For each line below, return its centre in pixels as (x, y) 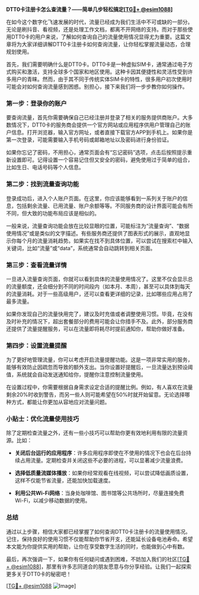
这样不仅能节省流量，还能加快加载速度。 (64, 480)
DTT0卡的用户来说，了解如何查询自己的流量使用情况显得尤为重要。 (93, 37)
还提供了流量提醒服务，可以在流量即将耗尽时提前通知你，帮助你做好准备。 (97, 329)
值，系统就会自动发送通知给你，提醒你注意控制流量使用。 (76, 374)
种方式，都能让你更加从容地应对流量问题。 (58, 402)
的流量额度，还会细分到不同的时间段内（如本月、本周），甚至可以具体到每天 (98, 286)
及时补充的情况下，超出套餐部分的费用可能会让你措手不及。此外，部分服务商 (99, 321)
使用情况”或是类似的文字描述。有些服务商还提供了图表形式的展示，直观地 (96, 233)
